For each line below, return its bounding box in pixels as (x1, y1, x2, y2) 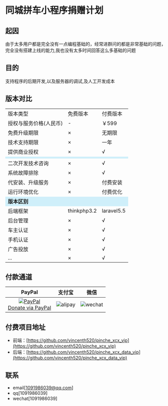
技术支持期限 (8, 138, 39, 146)
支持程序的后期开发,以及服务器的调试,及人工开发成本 (5, 78, 116, 84)
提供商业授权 (8, 148, 39, 155)
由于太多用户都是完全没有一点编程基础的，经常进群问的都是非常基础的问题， (5, 41, 166, 47)
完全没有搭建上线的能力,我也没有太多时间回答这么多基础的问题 (5, 47, 136, 53)
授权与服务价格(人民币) (8, 120, 63, 127)
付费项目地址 (5, 323, 46, 331)
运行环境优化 (8, 188, 39, 195)
